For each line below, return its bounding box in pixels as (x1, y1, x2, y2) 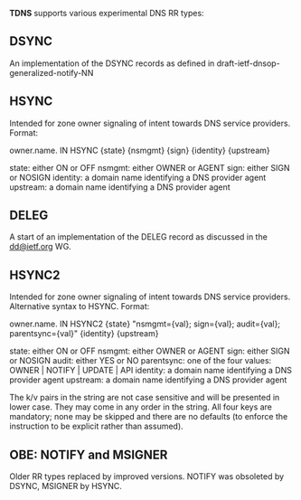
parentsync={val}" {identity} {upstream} (9, 328, 159, 339)
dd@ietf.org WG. (9, 241, 72, 252)
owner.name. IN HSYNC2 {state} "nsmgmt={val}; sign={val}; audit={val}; (9, 318, 281, 329)
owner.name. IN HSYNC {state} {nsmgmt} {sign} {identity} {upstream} (9, 145, 270, 156)
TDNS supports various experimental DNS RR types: (9, 8, 205, 18)
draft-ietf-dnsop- (216, 58, 280, 69)
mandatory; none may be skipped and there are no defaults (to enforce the (9, 411, 288, 422)
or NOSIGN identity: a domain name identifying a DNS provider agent (9, 172, 267, 183)
